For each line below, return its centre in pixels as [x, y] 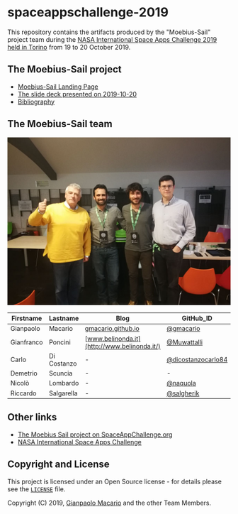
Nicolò [20, 383]
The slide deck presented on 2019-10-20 [77, 94]
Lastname [64, 318]
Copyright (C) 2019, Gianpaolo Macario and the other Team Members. [109, 503]
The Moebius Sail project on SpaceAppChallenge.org [95, 434]
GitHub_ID [197, 318]
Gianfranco [27, 342]
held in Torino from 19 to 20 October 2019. [69, 47]
